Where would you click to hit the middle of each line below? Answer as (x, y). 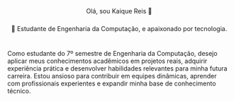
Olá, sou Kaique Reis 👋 (119, 11)
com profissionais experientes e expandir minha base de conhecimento (112, 83)
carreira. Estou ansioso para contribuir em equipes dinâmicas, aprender (112, 76)
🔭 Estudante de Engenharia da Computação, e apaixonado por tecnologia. (119, 28)
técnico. (19, 91)
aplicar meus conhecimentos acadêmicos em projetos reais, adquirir (107, 61)
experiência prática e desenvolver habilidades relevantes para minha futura (117, 69)
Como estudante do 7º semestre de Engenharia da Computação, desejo (112, 54)
